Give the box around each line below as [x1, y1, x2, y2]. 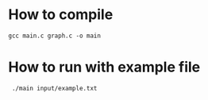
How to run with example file [8, 58, 201, 76]
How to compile [8, 6, 114, 24]
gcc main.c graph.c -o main [8, 32, 102, 40]
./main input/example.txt [11, 84, 98, 92]
